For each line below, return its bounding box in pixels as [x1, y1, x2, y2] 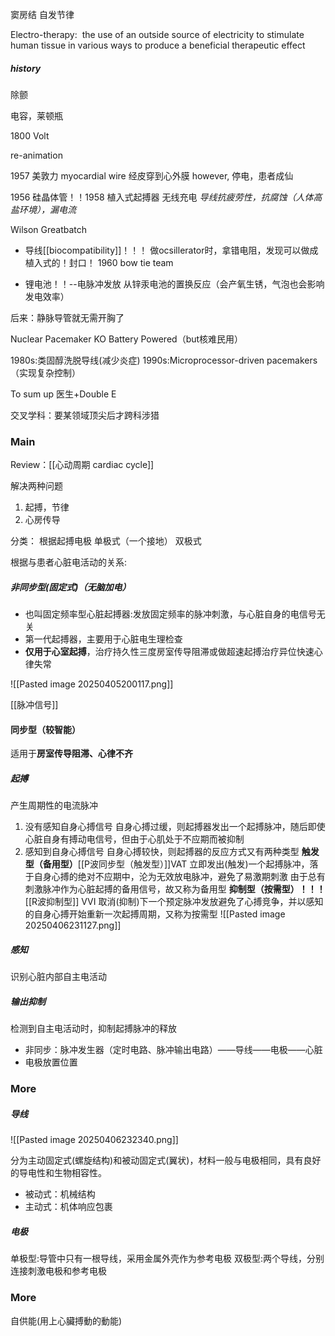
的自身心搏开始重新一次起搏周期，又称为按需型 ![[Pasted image [24, 908, 286, 920]
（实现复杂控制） [10, 366, 81, 378]
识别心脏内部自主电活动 [10, 971, 107, 983]
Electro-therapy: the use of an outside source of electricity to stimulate [10, 29, 305, 40]
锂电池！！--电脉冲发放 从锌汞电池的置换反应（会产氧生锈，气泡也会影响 [24, 278, 325, 290]
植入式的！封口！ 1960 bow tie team [24, 256, 174, 268]
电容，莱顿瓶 [10, 109, 63, 122]
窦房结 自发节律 [10, 9, 75, 20]
